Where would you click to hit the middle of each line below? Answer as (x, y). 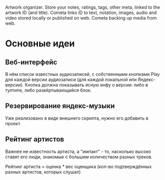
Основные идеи (40, 43)
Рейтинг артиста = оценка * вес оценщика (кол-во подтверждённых (78, 166)
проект (13, 123)
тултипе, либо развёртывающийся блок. (48, 90)
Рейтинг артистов (35, 140)
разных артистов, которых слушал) (43, 172)
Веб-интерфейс (31, 62)
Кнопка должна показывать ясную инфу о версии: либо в (87, 85)
